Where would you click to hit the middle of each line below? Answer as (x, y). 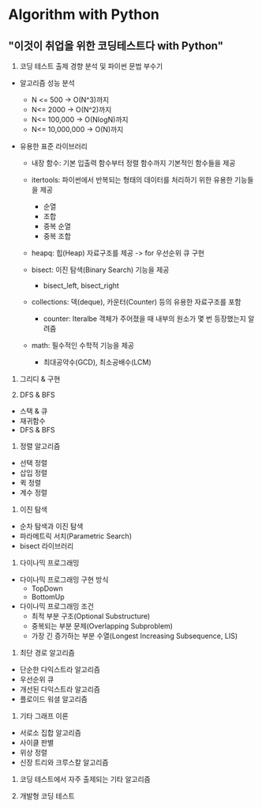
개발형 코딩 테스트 (47, 796)
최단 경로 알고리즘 (47, 653)
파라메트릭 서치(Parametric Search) (76, 536)
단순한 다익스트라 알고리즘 (60, 669)
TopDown (47, 588)
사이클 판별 (37, 742)
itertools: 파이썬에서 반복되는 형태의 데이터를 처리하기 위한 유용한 (132, 180)
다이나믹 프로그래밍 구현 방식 (64, 580)
